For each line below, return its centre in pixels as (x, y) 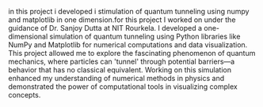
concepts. (25, 95)
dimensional (28, 36)
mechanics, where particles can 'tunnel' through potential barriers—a (122, 61)
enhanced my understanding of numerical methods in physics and (116, 78)
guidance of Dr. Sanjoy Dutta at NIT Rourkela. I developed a (105, 28)
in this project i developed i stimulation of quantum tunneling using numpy (129, 11)
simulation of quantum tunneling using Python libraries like (145, 36)
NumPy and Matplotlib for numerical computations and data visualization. (128, 45)
